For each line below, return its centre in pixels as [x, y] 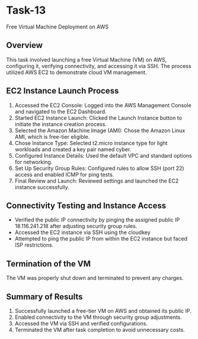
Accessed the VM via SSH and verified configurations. [81, 323]
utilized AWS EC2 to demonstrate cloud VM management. [76, 72]
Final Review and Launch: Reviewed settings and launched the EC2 [97, 181]
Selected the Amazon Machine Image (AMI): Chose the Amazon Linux [100, 130]
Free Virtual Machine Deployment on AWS [57, 27]
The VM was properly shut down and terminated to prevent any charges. [95, 278]
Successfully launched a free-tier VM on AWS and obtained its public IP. [103, 311]
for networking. [33, 162]
